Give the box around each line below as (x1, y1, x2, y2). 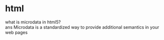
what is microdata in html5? (5, 19, 61, 25)
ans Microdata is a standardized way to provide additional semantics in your (5, 24, 160, 30)
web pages (5, 29, 28, 35)
